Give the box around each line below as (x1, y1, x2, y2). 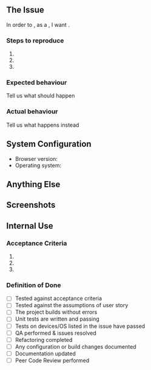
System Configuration (6, 139, 92, 149)
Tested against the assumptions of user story (15, 302, 129, 309)
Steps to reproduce (6, 36, 64, 44)
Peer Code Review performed (15, 357, 90, 364)
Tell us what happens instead (6, 121, 79, 129)
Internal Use (6, 221, 53, 231)
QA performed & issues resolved (15, 329, 97, 336)
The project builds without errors (15, 308, 98, 316)
